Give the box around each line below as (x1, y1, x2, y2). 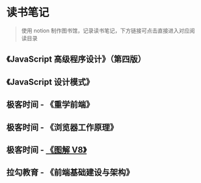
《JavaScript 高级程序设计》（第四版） (6, 54, 146, 65)
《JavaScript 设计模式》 (6, 77, 94, 87)
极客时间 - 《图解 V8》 (6, 145, 87, 155)
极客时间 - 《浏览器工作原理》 (6, 122, 118, 132)
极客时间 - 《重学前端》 (6, 99, 94, 110)
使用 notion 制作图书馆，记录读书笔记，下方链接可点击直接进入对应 (21, 27, 190, 34)
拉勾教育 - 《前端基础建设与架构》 (6, 167, 134, 178)
